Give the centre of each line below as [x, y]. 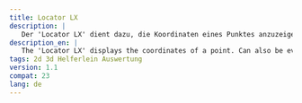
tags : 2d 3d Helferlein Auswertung [76, 59]
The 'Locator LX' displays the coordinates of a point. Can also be [152, 51]
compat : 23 [30, 76]
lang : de [26, 84]
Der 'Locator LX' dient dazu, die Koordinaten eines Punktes [138, 34]
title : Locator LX [44, 17]
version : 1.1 [34, 68]
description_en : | [44, 43]
